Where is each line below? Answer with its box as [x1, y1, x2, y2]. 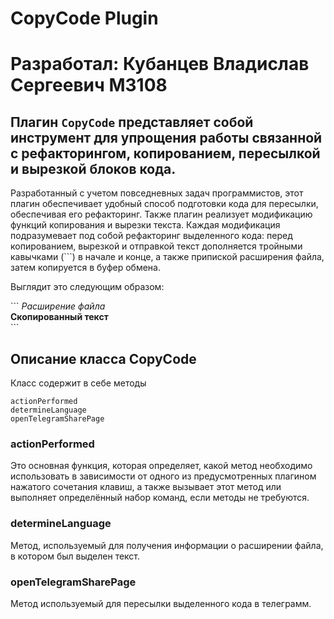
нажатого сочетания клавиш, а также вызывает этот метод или [10, 481, 282, 493]
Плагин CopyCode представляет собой [10, 113, 254, 131]
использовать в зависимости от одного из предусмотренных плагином [10, 470, 317, 482]
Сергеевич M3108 [10, 74, 168, 97]
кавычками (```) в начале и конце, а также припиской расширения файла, [10, 251, 325, 263]
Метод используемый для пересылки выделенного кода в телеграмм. [10, 597, 312, 609]
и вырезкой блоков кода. [10, 160, 177, 177]
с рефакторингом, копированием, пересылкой [10, 145, 321, 162]
